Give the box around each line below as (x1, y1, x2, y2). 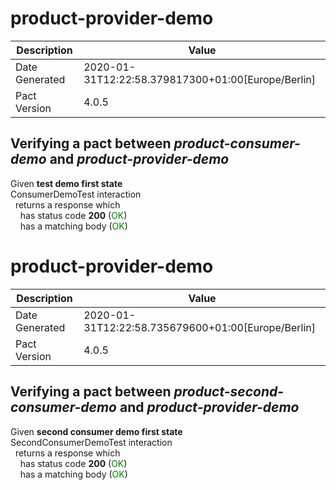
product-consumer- (173, 135, 301, 152)
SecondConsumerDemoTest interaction (10, 436, 173, 448)
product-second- (173, 383, 285, 401)
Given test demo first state (10, 177, 123, 189)
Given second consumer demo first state (10, 425, 183, 437)
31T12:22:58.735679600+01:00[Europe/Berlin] (83, 320, 316, 334)
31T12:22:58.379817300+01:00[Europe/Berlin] (83, 72, 316, 86)
